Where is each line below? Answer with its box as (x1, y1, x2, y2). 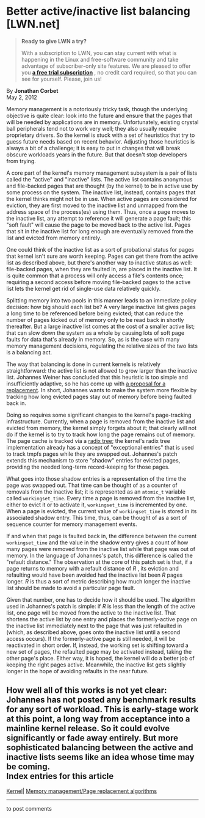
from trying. (6, 157, 37, 164)
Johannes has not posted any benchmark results (6, 695, 196, 705)
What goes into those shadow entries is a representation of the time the (6, 475, 187, 482)
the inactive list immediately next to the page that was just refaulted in (6, 622, 182, 629)
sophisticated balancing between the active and (6, 742, 193, 753)
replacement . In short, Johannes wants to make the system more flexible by (6, 386, 197, 393)
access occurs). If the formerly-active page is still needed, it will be (6, 635, 176, 642)
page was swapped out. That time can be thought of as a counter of (6, 481, 178, 489)
